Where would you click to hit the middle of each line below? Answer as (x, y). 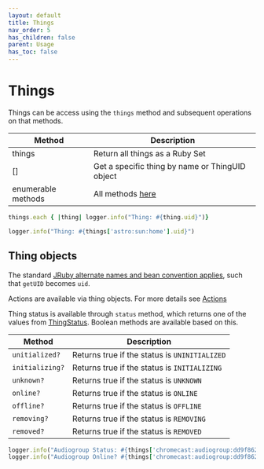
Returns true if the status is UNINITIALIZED (149, 354)
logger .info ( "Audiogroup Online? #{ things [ (81, 457)
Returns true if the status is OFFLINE (137, 405)
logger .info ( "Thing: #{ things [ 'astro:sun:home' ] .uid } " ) (101, 231)
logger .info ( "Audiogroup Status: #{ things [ (81, 450)
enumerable (34, 189)
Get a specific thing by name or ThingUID (169, 166)
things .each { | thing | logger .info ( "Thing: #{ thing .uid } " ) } (109, 217)
